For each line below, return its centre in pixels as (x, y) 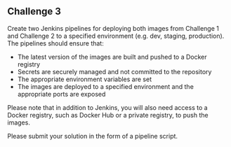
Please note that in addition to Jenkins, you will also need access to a (108, 107)
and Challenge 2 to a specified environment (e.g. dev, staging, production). (116, 36)
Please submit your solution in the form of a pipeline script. (92, 136)
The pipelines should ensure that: (55, 43)
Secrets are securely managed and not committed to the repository (114, 71)
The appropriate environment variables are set (85, 79)
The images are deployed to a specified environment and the (106, 86)
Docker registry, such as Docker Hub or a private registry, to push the (108, 115)
